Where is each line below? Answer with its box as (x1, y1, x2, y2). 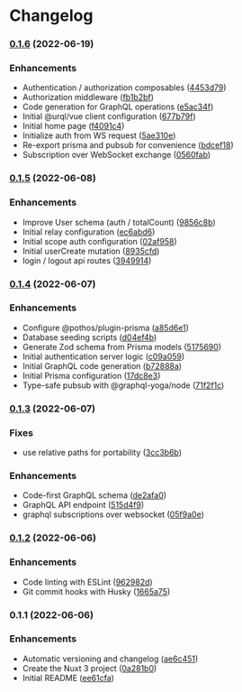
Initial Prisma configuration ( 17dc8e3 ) (22, 370, 161, 381)
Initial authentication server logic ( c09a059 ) (22, 351, 185, 362)
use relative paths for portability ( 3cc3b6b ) (22, 447, 183, 458)
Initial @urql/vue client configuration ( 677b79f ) (22, 111, 196, 122)
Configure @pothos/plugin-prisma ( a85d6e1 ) (22, 322, 189, 333)
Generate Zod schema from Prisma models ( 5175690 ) (22, 341, 222, 352)
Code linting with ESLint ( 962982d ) (22, 577, 153, 587)
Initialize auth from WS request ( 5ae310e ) (22, 130, 176, 141)
